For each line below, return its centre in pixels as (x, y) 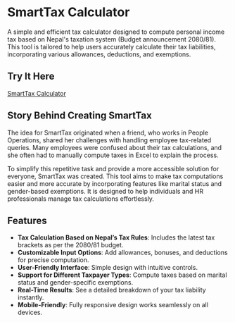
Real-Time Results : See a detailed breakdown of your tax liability (112, 290)
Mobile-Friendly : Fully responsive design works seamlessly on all (113, 305)
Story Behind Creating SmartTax (80, 116)
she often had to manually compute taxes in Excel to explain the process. (113, 155)
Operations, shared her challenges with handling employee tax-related (109, 140)
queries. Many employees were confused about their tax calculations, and (115, 147)
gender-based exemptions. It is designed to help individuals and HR (106, 191)
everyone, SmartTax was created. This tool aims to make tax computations (115, 176)
